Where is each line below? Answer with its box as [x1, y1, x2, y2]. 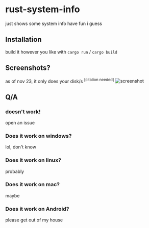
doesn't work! [5, 108, 41, 115]
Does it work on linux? [5, 157, 61, 164]
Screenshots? [5, 64, 51, 72]
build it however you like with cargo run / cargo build [5, 48, 117, 55]
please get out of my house [5, 217, 63, 223]
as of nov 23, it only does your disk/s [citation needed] [5, 77, 114, 84]
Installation [5, 35, 42, 44]
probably [5, 168, 24, 174]
